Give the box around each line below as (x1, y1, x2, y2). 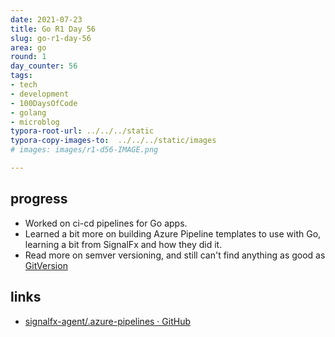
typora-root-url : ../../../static (10, 126, 155, 136)
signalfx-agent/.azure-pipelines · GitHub (24, 315, 192, 327)
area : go (10, 42, 47, 53)
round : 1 (10, 52, 47, 62)
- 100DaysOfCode (10, 98, 78, 108)
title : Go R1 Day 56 (10, 24, 97, 34)
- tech (10, 80, 38, 90)
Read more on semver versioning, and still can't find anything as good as (24, 249, 326, 261)
